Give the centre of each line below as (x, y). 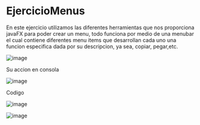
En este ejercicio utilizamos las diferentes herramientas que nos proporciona (100, 27)
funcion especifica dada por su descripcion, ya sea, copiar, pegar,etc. (92, 46)
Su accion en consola (33, 69)
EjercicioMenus (46, 11)
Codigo (15, 92)
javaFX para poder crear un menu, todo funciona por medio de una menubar (100, 33)
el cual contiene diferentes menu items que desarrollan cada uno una (91, 40)
